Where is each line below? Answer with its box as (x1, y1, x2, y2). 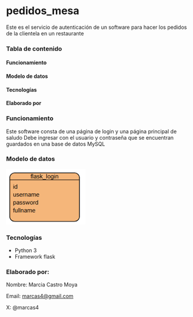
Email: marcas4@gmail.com (6, 293, 74, 300)
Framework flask (14, 253, 56, 260)
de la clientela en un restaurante (6, 29, 84, 37)
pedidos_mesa (6, 4, 79, 18)
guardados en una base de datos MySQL (6, 140, 105, 147)
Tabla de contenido (6, 44, 62, 52)
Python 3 (14, 247, 37, 254)
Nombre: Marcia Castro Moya (6, 281, 78, 288)
